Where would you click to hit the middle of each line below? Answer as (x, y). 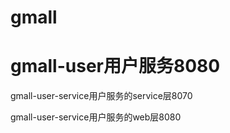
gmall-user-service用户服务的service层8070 (101, 96)
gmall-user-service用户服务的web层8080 (96, 117)
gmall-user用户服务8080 (115, 66)
